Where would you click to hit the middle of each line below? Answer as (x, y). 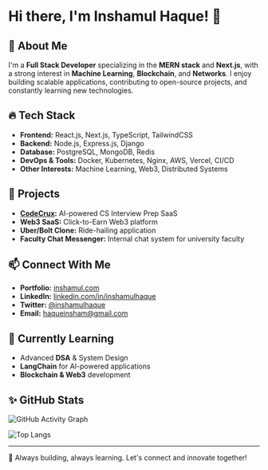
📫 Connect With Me (60, 265)
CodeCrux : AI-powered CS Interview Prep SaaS (99, 213)
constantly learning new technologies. (71, 90)
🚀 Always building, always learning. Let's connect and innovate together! (128, 458)
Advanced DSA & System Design (74, 358)
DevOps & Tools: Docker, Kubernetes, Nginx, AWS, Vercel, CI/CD (127, 160)
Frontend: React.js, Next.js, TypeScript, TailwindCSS (106, 134)
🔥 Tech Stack (42, 116)
